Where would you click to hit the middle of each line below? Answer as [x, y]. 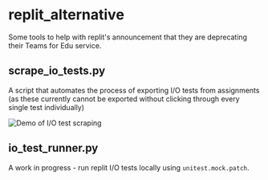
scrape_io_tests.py [57, 71]
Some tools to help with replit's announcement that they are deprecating [128, 37]
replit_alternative [66, 15]
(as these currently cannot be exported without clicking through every [124, 99]
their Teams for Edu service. [55, 45]
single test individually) [47, 107]
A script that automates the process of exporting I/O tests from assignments [134, 90]
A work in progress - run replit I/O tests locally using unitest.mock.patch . [129, 167]
